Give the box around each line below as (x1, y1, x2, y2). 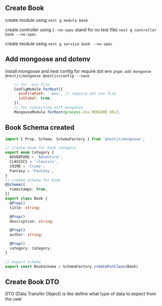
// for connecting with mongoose (14, 105, 83, 110)
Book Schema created (5, 123, 75, 132)
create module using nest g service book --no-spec (5, 41, 113, 47)
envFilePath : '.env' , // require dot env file (18, 91, 116, 96)
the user (5, 296, 22, 302)
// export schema (5, 259, 41, 264)
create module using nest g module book (5, 17, 88, 23)
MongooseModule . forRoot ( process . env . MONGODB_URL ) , (14, 109, 121, 114)
